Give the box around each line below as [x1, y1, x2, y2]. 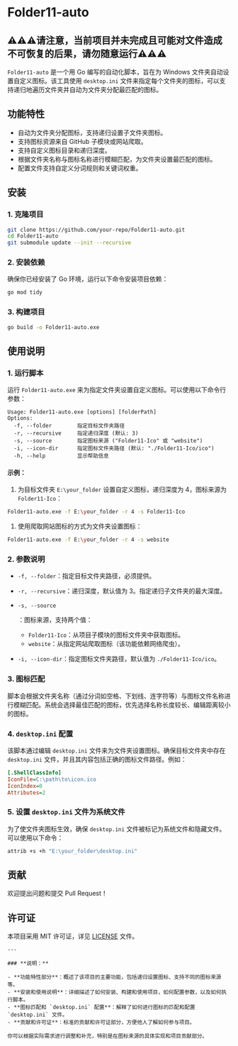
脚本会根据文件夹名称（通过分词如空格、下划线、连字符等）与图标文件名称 [7, 691, 225, 700]
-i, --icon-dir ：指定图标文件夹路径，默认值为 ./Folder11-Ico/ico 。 [17, 655, 221, 663]
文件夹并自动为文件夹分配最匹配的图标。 [44, 86, 163, 94]
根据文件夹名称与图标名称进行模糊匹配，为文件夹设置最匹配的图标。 [17, 155, 217, 163]
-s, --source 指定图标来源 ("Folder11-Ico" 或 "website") [13, 438, 203, 445]
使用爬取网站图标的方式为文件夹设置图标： [17, 522, 142, 530]
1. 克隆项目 [7, 210, 44, 220]
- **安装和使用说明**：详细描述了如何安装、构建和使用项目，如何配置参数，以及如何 [7, 989, 222, 996]
